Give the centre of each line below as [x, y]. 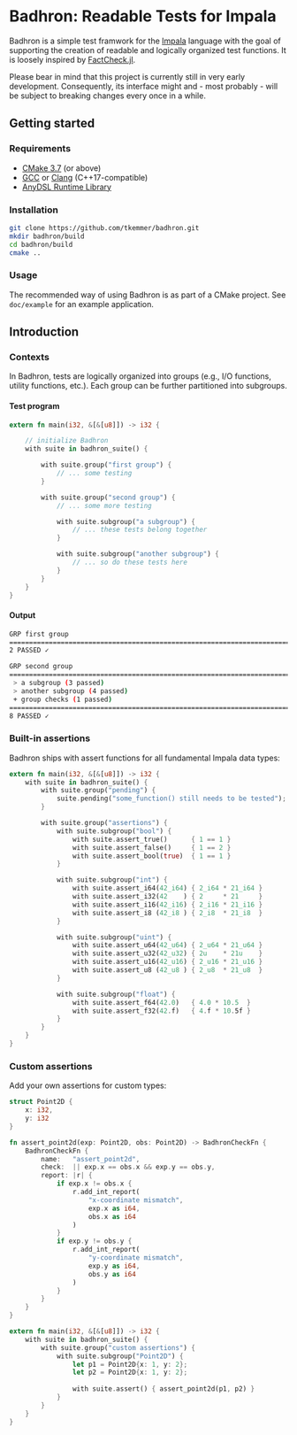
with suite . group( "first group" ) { [107, 465]
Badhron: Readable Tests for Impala [143, 16]
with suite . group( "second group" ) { [108, 498]
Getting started [52, 123]
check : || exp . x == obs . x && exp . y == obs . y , [128, 1167]
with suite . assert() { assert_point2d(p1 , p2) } [163, 1389]
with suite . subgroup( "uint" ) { [114, 937]
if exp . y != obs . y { [94, 1241]
